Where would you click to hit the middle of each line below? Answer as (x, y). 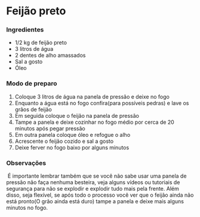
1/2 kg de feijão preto (41, 42)
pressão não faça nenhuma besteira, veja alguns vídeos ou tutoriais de (93, 182)
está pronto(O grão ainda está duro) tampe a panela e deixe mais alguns (95, 201)
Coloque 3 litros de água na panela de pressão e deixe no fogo (92, 96)
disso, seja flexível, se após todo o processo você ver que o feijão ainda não (100, 195)
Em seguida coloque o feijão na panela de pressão (77, 115)
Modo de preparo (32, 84)
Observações (26, 163)
